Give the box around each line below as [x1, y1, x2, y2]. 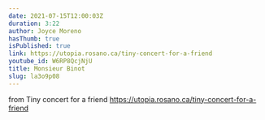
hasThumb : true [8, 34, 60, 43]
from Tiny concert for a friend [8, 94, 108, 104]
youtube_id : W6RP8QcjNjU [8, 58, 93, 66]
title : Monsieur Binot [8, 65, 85, 73]
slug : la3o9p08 [8, 72, 60, 80]
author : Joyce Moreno [8, 27, 82, 35]
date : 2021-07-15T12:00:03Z [8, 11, 104, 20]
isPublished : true [8, 42, 71, 50]
